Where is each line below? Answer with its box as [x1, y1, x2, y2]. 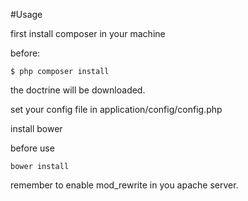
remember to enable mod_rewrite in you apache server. [10, 179, 239, 191]
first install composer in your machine [10, 28, 166, 39]
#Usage [10, 9, 43, 20]
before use [10, 142, 55, 154]
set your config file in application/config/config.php [10, 104, 223, 115]
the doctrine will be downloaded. [10, 84, 146, 96]
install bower [10, 123, 63, 134]
